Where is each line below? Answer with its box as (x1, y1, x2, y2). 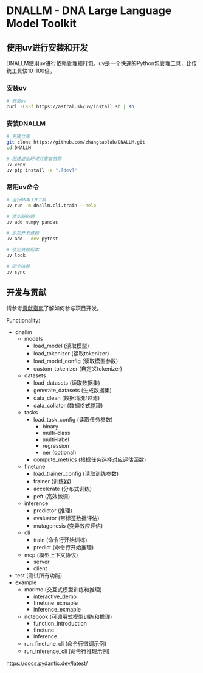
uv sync (6, 269, 26, 275)
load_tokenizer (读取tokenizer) (33, 350, 109, 357)
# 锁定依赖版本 (6, 247, 40, 253)
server (33, 558, 50, 566)
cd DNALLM (6, 145, 32, 151)
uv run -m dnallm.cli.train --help (6, 202, 97, 209)
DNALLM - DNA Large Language (6, 4, 172, 18)
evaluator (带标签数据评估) (33, 515, 100, 522)
